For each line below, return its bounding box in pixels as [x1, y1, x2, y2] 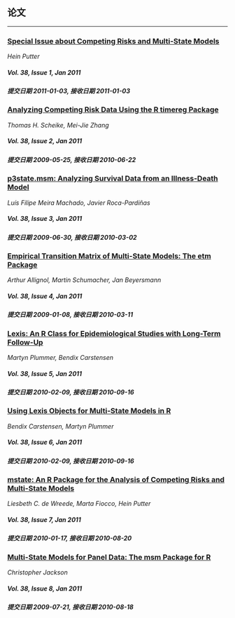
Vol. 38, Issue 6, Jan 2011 [7, 438, 83, 447]
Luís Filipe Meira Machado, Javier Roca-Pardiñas [7, 199, 150, 207]
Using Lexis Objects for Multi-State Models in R [7, 406, 171, 416]
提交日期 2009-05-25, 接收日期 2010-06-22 [7, 155, 136, 163]
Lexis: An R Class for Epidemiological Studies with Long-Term [7, 328, 222, 338]
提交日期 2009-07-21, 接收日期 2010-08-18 [7, 603, 134, 612]
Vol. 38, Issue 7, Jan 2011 [7, 516, 82, 524]
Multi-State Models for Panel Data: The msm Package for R [7, 552, 211, 562]
